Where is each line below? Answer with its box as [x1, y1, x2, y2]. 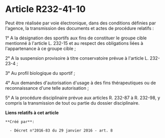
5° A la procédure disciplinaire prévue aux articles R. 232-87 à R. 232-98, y [5, 95, 160, 101]
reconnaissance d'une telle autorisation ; [5, 85, 89, 91]
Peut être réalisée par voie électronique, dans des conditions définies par [5, 20, 156, 26]
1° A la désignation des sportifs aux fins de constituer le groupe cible [5, 35, 147, 41]
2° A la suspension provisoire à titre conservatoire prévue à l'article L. [5, 55, 149, 61]
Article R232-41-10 [5, 3, 86, 15]
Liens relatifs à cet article [5, 110, 59, 116]
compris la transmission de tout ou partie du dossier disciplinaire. [5, 100, 140, 106]
